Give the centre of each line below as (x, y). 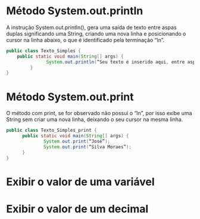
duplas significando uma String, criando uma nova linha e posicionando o (96, 33)
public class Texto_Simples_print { (51, 131)
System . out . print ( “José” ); (77, 141)
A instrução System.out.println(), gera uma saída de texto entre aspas (91, 27)
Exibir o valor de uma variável (80, 182)
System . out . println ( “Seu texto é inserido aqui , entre (115, 62)
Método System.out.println (75, 11)
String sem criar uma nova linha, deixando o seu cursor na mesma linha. (95, 119)
